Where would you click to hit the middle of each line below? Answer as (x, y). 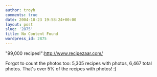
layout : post (19, 24)
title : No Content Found (32, 34)
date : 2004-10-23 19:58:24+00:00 (41, 20)
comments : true (21, 15)
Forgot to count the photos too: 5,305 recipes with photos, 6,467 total (79, 63)
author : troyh (20, 10)
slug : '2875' (19, 29)
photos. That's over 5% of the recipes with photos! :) (61, 69)
